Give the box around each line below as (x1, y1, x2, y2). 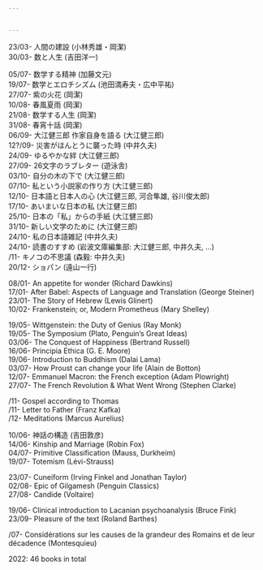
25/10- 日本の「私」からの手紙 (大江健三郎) (8, 211, 153, 221)
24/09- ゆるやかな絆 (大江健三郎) (8, 150, 120, 160)
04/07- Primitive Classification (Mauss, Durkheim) (8, 447, 176, 457)
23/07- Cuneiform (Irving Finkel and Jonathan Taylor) (8, 472, 188, 481)
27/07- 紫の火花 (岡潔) (8, 89, 84, 99)
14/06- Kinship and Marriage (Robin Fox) (8, 439, 144, 449)
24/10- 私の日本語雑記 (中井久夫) (8, 231, 119, 241)
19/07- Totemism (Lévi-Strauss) (8, 456, 114, 466)
